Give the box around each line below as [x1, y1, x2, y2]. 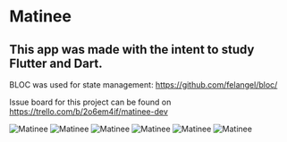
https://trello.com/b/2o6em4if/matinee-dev [9, 106, 168, 117]
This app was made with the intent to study [9, 42, 255, 57]
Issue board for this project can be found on [9, 96, 172, 107]
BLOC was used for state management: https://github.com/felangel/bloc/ [9, 79, 278, 90]
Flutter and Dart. [9, 55, 103, 71]
